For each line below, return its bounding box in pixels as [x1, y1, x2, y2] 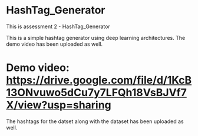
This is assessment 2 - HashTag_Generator [6, 23, 110, 30]
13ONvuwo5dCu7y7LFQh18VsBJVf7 [6, 86, 187, 100]
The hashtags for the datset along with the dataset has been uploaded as [6, 118, 184, 125]
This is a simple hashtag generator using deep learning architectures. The [6, 34, 186, 41]
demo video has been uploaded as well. [6, 40, 103, 47]
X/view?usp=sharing [6, 98, 112, 112]
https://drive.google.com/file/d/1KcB [6, 74, 192, 87]
